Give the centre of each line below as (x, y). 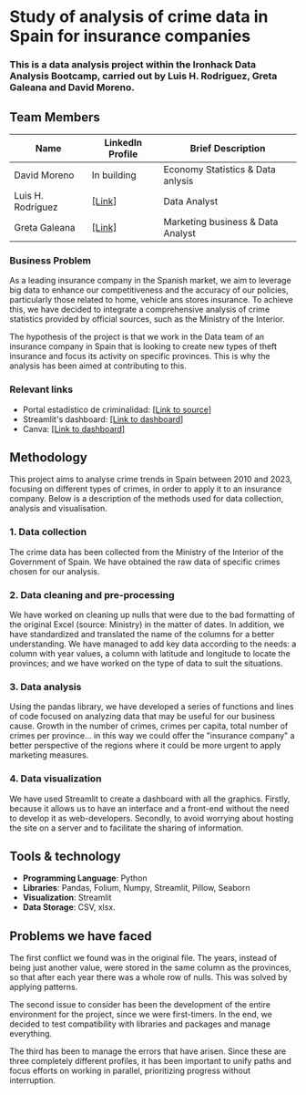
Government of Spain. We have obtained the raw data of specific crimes (145, 562)
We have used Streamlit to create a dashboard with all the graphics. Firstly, (150, 799)
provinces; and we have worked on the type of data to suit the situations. (146, 663)
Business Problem (51, 260)
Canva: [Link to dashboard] (74, 429)
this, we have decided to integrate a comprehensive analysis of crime (140, 310)
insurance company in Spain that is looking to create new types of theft (143, 346)
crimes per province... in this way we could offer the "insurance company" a (152, 736)
